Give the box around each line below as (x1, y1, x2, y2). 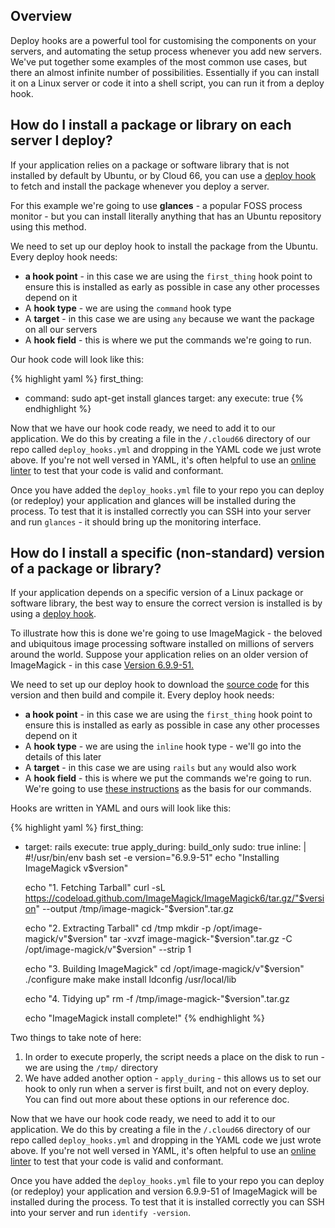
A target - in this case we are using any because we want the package (24, 312, 315, 324)
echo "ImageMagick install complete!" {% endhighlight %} (24, 1012, 266, 1024)
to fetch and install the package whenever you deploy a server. (10, 180, 270, 192)
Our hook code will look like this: (10, 353, 145, 365)
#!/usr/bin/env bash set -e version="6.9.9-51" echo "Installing (24, 852, 280, 864)
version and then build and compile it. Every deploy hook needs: (10, 689, 275, 701)
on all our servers (24, 323, 98, 335)
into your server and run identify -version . (10, 1207, 192, 1219)
